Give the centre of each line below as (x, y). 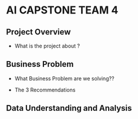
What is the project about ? (47, 46)
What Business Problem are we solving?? (64, 78)
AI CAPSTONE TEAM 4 (62, 10)
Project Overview (38, 32)
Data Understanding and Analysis (69, 108)
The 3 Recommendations (45, 90)
